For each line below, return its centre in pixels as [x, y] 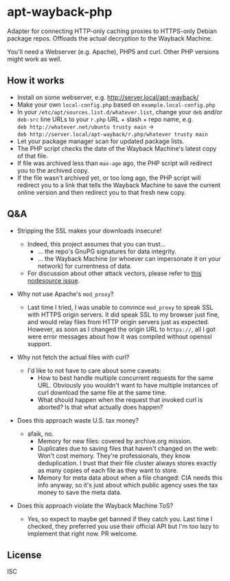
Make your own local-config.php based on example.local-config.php [116, 105]
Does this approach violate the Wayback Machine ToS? [95, 505]
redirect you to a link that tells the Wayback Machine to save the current [119, 185]
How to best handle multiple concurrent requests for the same [126, 378]
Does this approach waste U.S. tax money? [78, 420]
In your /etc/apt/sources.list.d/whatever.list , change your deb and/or [120, 112]
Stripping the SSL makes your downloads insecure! [89, 231]
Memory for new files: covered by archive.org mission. [115, 441]
